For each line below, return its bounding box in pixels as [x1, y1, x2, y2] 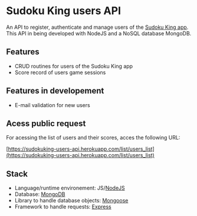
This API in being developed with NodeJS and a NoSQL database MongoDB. [6, 29, 192, 36]
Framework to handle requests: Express [14, 203, 111, 210]
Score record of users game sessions [14, 69, 106, 76]
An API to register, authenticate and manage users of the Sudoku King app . [6, 24, 189, 31]
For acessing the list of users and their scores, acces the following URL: [6, 134, 180, 141]
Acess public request [6, 118, 86, 128]
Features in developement [6, 86, 104, 96]
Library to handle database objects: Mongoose [14, 197, 129, 204]
